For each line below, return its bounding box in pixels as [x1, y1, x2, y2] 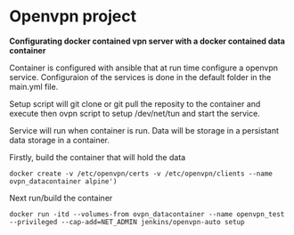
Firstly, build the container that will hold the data [9, 151, 186, 162]
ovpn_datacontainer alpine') [9, 176, 118, 186]
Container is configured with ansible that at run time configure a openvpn [9, 62, 279, 73]
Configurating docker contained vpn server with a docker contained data [9, 36, 285, 46]
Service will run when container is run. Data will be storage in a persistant [9, 125, 279, 135]
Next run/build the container [9, 192, 113, 203]
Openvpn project [9, 6, 136, 27]
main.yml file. [9, 81, 59, 92]
